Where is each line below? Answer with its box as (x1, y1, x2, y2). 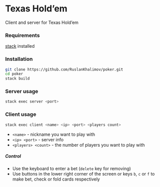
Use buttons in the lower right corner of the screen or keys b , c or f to (12, 171, 155, 177)
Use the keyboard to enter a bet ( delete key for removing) (12, 166, 131, 172)
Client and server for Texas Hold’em (5, 19, 79, 25)
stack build (5, 76, 30, 81)
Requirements (5, 32, 40, 39)
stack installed (5, 43, 35, 49)
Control (5, 153, 21, 159)
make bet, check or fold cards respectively (12, 176, 100, 182)
